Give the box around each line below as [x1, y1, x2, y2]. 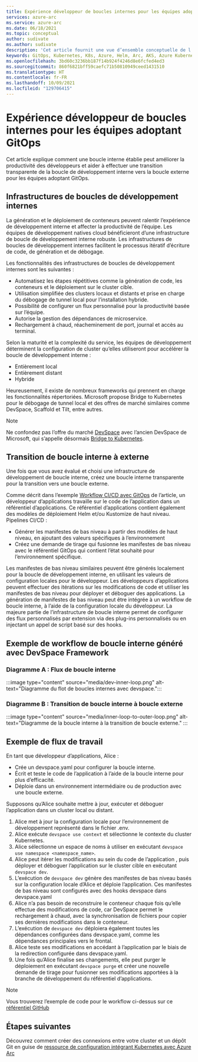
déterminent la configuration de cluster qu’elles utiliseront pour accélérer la [6, 345, 189, 352]
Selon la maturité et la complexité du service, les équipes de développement [6, 339, 192, 346]
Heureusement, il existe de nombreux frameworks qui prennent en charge [6, 387, 186, 394]
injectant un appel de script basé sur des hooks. [6, 621, 123, 628]
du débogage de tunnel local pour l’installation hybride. [14, 296, 149, 303]
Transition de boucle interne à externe [6, 452, 149, 462]
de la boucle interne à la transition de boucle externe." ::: [50, 719, 188, 727]
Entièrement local [14, 363, 58, 370]
